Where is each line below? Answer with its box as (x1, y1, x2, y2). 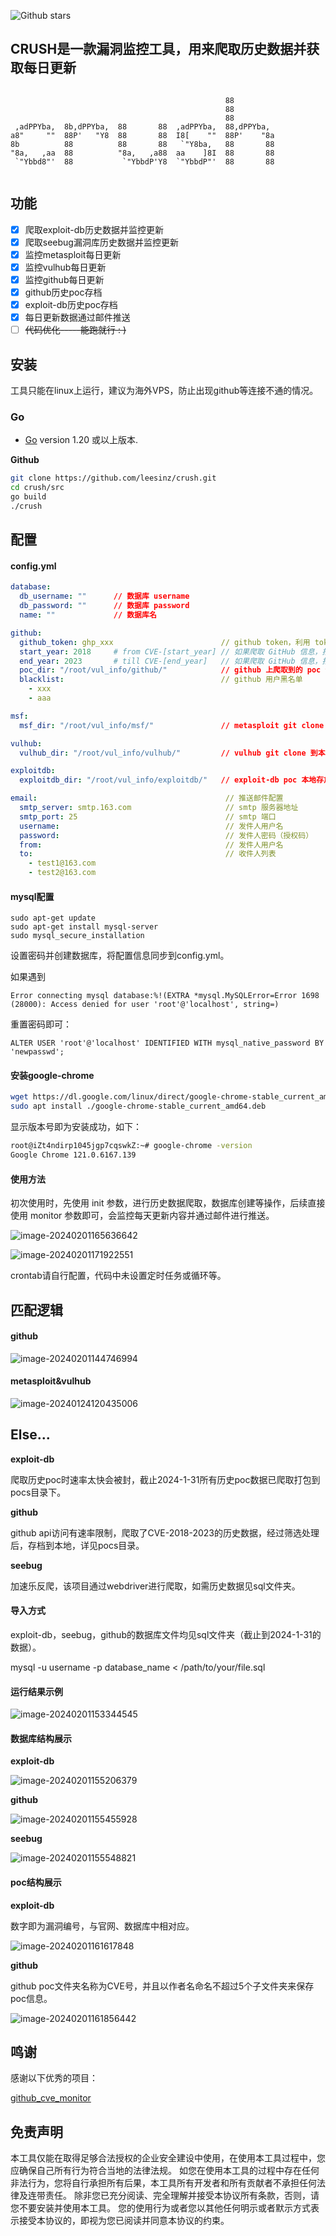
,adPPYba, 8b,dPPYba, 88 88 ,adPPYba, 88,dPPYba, (14, 121, 271, 132)
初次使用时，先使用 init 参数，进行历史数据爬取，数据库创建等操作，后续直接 (10, 1197, 326, 1209)
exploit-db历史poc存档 (24, 299, 118, 310)
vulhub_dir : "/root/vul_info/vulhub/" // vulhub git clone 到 (19, 748, 318, 758)
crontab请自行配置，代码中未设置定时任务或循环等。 (10, 1270, 227, 1282)
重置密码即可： (10, 1018, 72, 1030)
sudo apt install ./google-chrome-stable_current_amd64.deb (10, 1101, 267, 1112)
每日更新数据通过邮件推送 (24, 311, 131, 324)
